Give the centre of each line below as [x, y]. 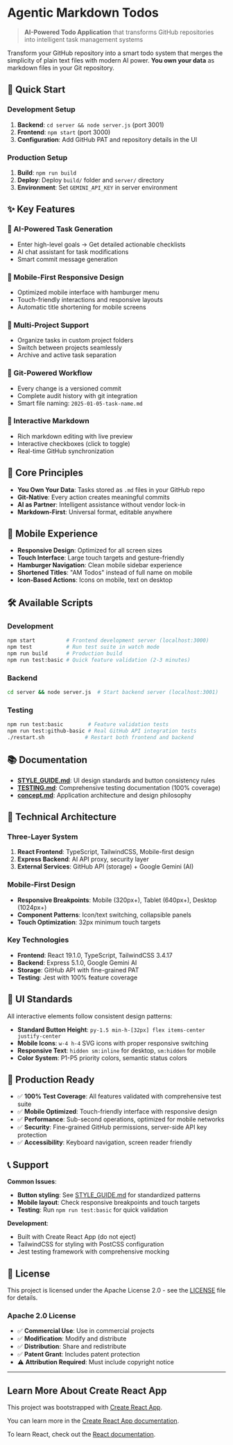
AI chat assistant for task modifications [73, 251]
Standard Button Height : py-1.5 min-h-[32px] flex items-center [111, 1029]
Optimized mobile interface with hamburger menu [88, 292]
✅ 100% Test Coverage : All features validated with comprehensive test [119, 1096]
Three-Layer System [43, 837]
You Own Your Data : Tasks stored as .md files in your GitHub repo [111, 489]
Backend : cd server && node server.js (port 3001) [90, 125]
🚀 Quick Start [36, 89]
